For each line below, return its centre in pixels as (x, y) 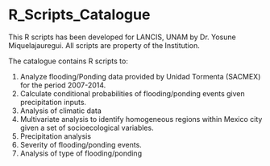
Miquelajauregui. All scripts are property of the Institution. (104, 45)
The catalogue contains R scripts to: (69, 61)
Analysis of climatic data (61, 111)
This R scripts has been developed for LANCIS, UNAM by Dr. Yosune (122, 37)
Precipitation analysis (55, 136)
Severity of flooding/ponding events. (81, 144)
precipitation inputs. (53, 102)
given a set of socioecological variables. (87, 128)
